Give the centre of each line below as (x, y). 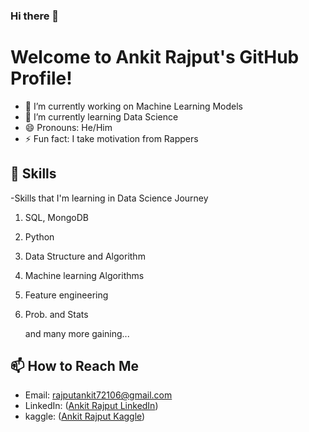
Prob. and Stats (56, 314)
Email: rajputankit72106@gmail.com (98, 395)
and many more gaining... (77, 333)
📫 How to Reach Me (74, 366)
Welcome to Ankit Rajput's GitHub (155, 57)
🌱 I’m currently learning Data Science (101, 116)
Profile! (41, 78)
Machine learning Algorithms (84, 275)
